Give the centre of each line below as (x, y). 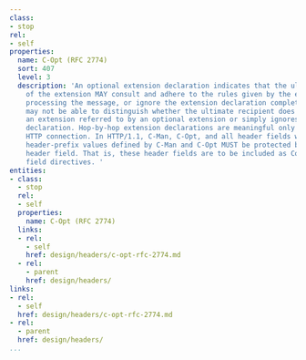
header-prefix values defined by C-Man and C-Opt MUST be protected (158, 145)
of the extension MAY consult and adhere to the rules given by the (158, 94)
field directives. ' (65, 162)
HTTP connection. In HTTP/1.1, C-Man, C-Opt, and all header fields (158, 137)
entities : (28, 170)
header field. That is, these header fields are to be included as (156, 153)
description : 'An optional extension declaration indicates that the (152, 86)
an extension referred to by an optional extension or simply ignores (163, 119)
